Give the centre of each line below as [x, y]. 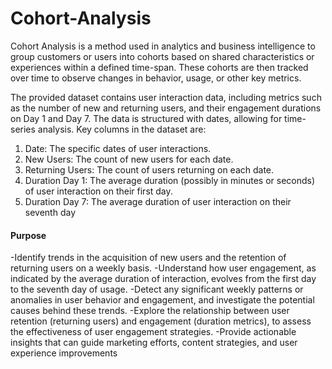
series [23, 129]
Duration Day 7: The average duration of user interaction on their [158, 201]
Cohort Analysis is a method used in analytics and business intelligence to [163, 46]
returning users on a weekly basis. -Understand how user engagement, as [163, 268]
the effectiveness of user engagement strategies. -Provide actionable [153, 332]
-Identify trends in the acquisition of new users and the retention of [148, 258]
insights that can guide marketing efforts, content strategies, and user [154, 343]
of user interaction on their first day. [98, 191]
